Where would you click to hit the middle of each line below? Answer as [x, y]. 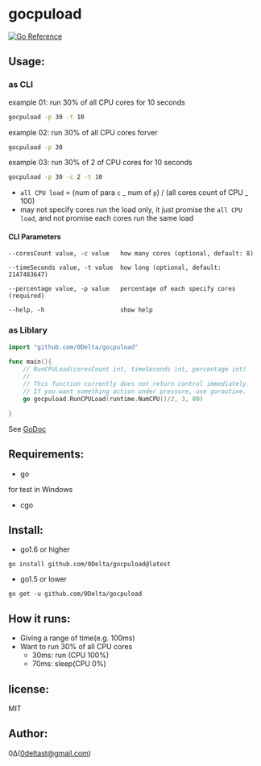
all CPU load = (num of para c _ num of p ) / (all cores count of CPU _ [134, 193]
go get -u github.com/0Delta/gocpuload [75, 594]
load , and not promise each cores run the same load [107, 218]
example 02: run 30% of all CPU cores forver [83, 132]
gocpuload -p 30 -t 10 [46, 117]
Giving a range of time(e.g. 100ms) [77, 638]
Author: [28, 734]
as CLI [21, 85]
